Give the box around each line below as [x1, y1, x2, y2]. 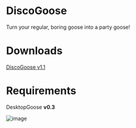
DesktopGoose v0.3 [6, 103, 55, 110]
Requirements [6, 84, 77, 97]
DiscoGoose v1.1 [6, 63, 46, 70]
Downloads [6, 44, 63, 58]
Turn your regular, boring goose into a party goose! [6, 23, 131, 31]
